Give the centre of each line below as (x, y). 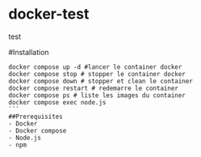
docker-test (49, 14)
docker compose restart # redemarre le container (94, 88)
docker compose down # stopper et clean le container (101, 81)
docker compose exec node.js (57, 102)
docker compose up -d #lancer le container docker (95, 67)
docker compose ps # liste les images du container (97, 95)
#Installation (29, 52)
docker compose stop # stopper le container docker (97, 74)
